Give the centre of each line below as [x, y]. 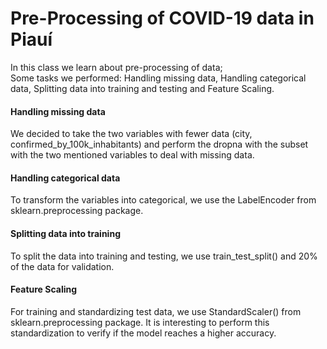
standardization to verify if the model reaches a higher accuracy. [143, 333]
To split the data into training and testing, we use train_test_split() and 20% [164, 256]
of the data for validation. [62, 266]
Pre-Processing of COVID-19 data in [162, 18]
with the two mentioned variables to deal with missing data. [132, 155]
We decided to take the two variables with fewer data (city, [131, 134]
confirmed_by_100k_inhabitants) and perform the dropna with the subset [159, 144]
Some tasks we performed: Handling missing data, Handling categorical [158, 78]
